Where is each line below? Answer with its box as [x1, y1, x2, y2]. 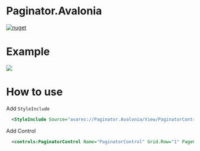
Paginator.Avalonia [6, 4, 102, 18]
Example [6, 45, 50, 58]
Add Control [6, 127, 36, 134]
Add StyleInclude [6, 104, 50, 112]
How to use [6, 85, 63, 99]
